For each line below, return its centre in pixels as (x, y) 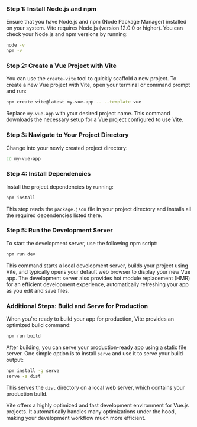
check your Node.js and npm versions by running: (67, 34)
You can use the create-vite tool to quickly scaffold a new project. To (91, 79)
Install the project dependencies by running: (60, 187)
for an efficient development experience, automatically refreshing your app (98, 284)
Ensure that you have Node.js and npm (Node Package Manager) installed (96, 22)
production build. (27, 394)
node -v (16, 45)
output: (15, 360)
